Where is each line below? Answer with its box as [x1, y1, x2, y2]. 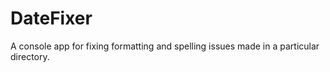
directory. [10, 50, 50, 62]
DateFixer [10, 7, 93, 30]
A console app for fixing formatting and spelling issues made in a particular [10, 40, 320, 52]
